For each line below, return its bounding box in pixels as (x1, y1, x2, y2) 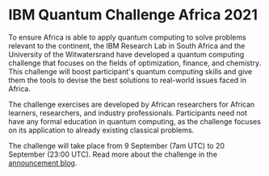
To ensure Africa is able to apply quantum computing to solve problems (8, 32, 246, 42)
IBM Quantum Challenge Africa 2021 (8, 6, 258, 24)
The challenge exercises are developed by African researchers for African (8, 99, 255, 109)
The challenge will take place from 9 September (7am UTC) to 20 (8, 140, 225, 150)
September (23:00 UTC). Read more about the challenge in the (8, 149, 218, 159)
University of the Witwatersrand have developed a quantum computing (8, 49, 245, 59)
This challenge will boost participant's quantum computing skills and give (8, 66, 253, 76)
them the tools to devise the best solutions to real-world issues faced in (8, 75, 247, 85)
